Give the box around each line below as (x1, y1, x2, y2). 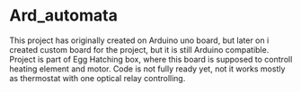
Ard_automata (9, 5, 119, 26)
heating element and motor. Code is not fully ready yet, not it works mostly (9, 63, 286, 74)
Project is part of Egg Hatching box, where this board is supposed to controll (9, 54, 293, 64)
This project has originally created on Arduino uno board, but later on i (9, 35, 270, 46)
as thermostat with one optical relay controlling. (9, 72, 186, 83)
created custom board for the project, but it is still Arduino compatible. (9, 44, 270, 54)
